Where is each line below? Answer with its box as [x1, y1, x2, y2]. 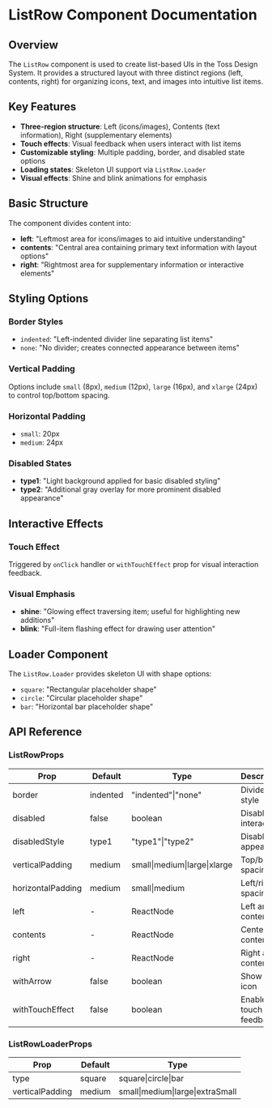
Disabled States [8, 458, 72, 469]
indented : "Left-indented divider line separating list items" [19, 335, 214, 344]
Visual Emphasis [8, 588, 75, 599]
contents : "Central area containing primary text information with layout [19, 242, 257, 252]
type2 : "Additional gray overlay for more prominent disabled [19, 484, 221, 495]
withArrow [12, 975, 53, 987]
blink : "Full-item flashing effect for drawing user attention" [19, 624, 216, 633]
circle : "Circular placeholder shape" [19, 693, 143, 702]
